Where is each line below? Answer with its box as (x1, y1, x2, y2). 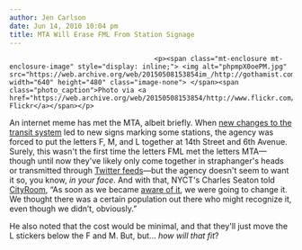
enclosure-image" (9, 62, 75, 72)
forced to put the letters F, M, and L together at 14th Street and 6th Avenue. (9, 137, 288, 147)
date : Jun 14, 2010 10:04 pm (9, 22, 119, 31)
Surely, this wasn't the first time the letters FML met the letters (9, 146, 240, 157)
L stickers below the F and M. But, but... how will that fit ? (9, 230, 219, 241)
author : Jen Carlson (9, 13, 87, 22)
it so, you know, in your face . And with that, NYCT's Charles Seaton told (9, 174, 276, 185)
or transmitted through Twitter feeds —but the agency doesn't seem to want (9, 165, 289, 176)
